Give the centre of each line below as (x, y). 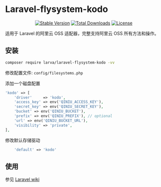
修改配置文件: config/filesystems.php (44, 72)
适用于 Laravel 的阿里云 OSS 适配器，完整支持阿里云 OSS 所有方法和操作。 (82, 33)
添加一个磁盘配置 (23, 83)
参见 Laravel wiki (22, 179)
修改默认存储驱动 (23, 140)
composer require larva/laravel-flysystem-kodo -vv (60, 62)
